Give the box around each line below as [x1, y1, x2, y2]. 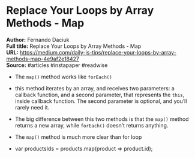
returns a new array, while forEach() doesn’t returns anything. [14, 121, 169, 129]
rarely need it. [14, 104, 50, 111]
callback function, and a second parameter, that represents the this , [14, 91, 185, 98]
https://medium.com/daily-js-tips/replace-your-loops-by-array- [19, 48, 177, 56]
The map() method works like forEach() [14, 73, 112, 80]
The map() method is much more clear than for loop [14, 133, 142, 141]
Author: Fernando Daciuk [6, 36, 70, 43]
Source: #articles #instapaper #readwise [6, 61, 108, 69]
